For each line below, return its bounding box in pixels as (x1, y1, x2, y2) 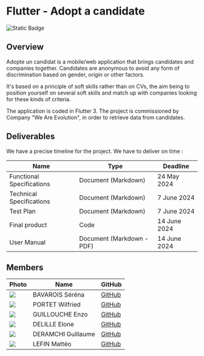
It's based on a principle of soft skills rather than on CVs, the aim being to (6, 82, 190, 90)
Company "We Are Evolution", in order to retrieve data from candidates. (6, 113, 185, 121)
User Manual (9, 238, 46, 246)
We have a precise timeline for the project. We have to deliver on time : (6, 147, 183, 155)
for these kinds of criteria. (6, 95, 71, 102)
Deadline (163, 162, 189, 170)
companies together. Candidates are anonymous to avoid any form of (6, 64, 180, 72)
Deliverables (6, 132, 55, 142)
